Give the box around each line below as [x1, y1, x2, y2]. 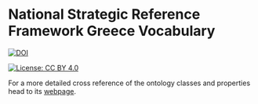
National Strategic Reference [8, 5, 201, 23]
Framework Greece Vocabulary [8, 22, 216, 40]
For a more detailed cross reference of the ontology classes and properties [8, 78, 251, 88]
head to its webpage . [8, 86, 77, 95]
